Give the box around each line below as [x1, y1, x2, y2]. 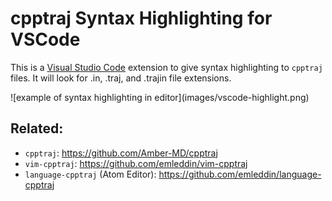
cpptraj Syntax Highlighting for [10, 7, 273, 30]
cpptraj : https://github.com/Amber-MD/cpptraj [24, 147, 218, 159]
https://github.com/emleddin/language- [158, 168, 322, 180]
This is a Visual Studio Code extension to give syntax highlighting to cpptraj [10, 61, 323, 73]
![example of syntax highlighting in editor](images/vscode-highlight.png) [10, 91, 310, 103]
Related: [10, 120, 64, 137]
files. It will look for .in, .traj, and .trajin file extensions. [10, 72, 232, 84]
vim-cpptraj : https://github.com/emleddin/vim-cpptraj [24, 157, 248, 169]
